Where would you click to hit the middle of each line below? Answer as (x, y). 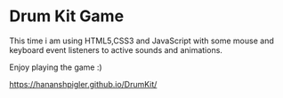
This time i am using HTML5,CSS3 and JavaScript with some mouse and (141, 41)
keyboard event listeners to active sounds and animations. (116, 49)
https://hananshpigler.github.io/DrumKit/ (83, 84)
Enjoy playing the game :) (56, 67)
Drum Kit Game (67, 16)
